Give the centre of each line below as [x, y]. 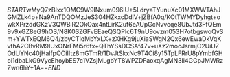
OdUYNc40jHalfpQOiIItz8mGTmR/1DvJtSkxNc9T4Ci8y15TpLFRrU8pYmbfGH [115, 53]
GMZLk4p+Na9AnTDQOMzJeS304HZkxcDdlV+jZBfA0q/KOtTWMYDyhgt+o [114, 17]
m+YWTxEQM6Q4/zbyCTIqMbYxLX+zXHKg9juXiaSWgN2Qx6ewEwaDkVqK [114, 39]
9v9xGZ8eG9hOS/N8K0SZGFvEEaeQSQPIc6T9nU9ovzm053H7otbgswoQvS [115, 31]
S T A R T [17, 10]
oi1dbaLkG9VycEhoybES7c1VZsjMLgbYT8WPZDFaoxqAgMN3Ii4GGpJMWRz [115, 60]
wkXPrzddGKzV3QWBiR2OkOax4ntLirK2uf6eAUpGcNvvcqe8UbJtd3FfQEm [114, 24]
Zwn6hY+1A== [28, 68]
